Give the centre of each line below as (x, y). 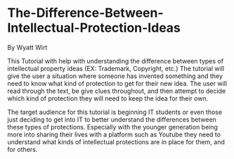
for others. (22, 149)
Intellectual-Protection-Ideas (94, 28)
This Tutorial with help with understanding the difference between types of (115, 61)
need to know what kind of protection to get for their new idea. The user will (117, 83)
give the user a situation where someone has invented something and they (115, 76)
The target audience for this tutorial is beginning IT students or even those (115, 112)
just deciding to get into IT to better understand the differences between (112, 119)
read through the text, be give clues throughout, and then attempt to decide (117, 91)
